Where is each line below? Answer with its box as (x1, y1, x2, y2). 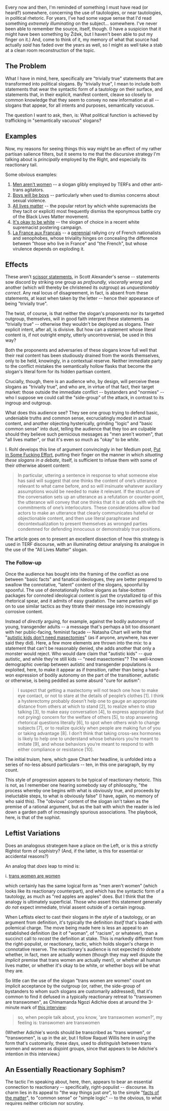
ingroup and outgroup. (5, 400, 52, 406)
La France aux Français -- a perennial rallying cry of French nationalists (12, 230, 161, 236)
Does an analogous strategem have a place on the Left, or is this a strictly (5, 842, 158, 848)
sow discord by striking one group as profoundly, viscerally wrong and (5, 279, 152, 285)
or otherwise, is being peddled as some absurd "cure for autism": (5, 677, 141, 683)
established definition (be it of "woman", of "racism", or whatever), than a (5, 930, 158, 936)
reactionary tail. (5, 161, 38, 167)
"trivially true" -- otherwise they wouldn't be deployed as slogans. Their (5, 321, 154, 327)
